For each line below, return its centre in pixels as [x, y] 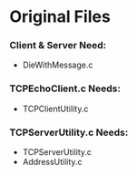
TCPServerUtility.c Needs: [69, 132]
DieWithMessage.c [58, 65]
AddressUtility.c [52, 162]
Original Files [60, 17]
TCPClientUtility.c [55, 109]
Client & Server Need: [58, 46]
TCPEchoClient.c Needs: [65, 88]
